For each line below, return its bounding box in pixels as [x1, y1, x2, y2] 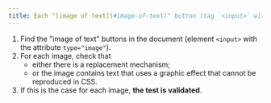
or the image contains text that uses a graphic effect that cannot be [31, 68, 256, 77]
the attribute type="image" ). [19, 42, 111, 52]
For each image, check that [19, 51, 111, 60]
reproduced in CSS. [31, 76, 98, 86]
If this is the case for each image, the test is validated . [19, 85, 202, 95]
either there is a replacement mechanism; [31, 60, 171, 69]
